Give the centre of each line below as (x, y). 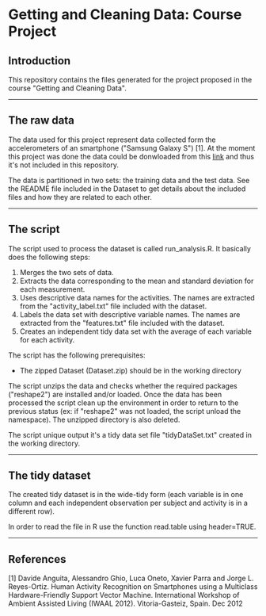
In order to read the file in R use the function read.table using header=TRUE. (132, 527)
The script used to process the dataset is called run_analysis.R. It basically (130, 248)
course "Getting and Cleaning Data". (67, 88)
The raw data (42, 121)
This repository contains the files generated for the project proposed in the (130, 80)
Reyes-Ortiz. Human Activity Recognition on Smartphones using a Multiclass (133, 587)
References (37, 559)
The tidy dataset (49, 476)
